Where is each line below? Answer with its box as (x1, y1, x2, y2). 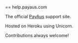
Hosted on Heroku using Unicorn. (5, 23, 73, 29)
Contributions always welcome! (5, 33, 69, 38)
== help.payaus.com (5, 4, 47, 10)
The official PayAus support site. (5, 14, 72, 19)
